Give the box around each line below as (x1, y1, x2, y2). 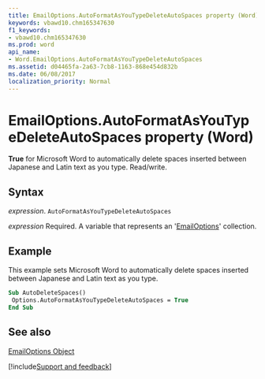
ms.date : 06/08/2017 (8, 70, 77, 78)
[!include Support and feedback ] (8, 362, 112, 371)
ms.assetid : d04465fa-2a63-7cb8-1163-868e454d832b (8, 63, 178, 71)
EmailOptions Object (8, 346, 75, 355)
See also (8, 325, 51, 339)
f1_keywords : (8, 26, 51, 34)
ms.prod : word (8, 41, 55, 49)
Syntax (8, 185, 44, 199)
